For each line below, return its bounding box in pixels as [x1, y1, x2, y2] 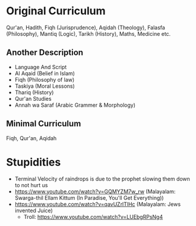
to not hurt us [14, 181, 48, 188]
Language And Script [14, 63, 67, 70]
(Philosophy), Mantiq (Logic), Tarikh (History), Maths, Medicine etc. [6, 30, 171, 37]
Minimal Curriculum [6, 119, 81, 129]
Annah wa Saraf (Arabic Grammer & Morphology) [14, 101, 135, 109]
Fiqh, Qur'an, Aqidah [6, 134, 57, 141]
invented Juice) [14, 207, 53, 214]
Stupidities [6, 155, 61, 169]
